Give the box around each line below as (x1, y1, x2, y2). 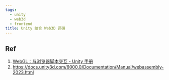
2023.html (12, 69, 34, 75)
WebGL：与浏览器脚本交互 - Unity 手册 (12, 58, 94, 64)
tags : (5, 7, 17, 12)
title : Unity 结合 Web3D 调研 (5, 26, 65, 31)
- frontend (10, 21, 33, 26)
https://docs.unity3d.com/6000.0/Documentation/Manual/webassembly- (12, 63, 164, 70)
